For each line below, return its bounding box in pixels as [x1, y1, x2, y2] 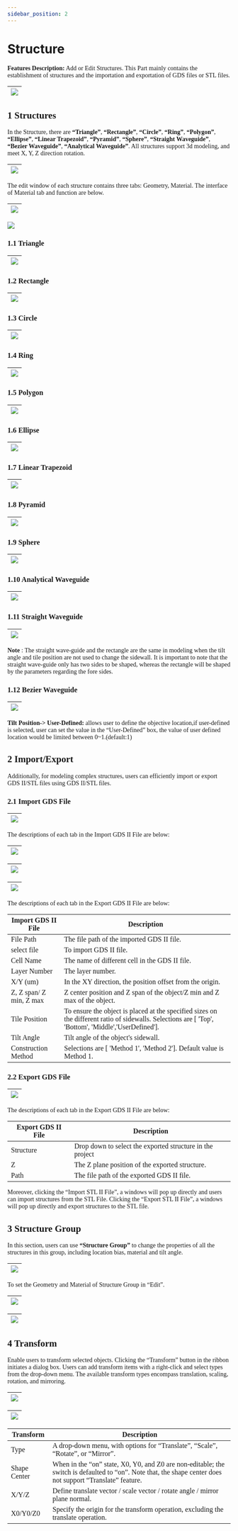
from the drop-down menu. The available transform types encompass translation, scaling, [7, 1370, 229, 1378]
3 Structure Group [7, 1223, 81, 1234]
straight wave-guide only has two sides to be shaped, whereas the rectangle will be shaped [7, 661, 231, 668]
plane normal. [52, 1494, 92, 1503]
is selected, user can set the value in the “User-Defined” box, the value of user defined [7, 726, 221, 734]
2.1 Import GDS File [7, 797, 71, 806]
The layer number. [64, 967, 116, 975]
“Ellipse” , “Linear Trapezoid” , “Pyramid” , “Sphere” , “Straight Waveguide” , [7, 135, 211, 143]
